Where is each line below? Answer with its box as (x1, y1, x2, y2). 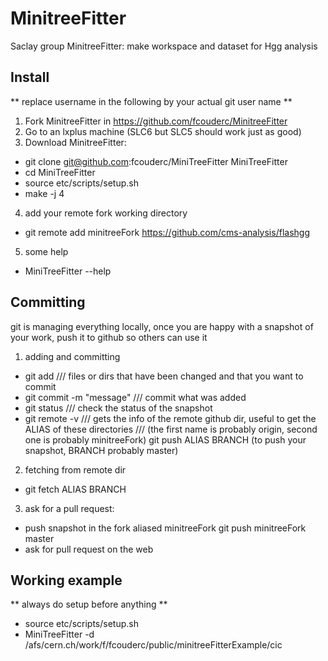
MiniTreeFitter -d (24, 628, 95, 641)
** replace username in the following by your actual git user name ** (10, 95, 293, 107)
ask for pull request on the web (24, 543, 154, 555)
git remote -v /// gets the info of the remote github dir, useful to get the (24, 412, 317, 424)
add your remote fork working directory (24, 207, 188, 219)
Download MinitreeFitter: (24, 136, 127, 148)
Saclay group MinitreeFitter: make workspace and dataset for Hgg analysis (10, 40, 318, 52)
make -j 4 (24, 187, 65, 199)
